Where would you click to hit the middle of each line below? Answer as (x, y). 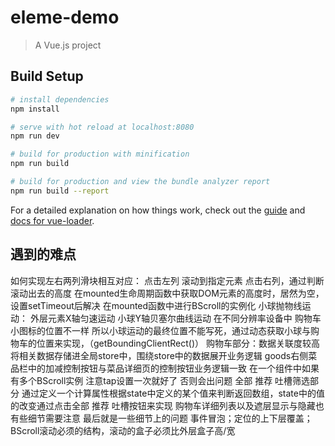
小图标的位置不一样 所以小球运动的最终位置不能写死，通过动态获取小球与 (160, 330)
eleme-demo (65, 17)
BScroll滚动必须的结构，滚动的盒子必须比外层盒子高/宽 (123, 430)
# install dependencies (60, 99)
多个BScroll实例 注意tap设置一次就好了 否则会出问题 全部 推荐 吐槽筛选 (164, 380)
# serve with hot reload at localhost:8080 (102, 127)
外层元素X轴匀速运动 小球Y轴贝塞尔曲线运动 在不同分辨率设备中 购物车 (175, 318)
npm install (35, 109)
